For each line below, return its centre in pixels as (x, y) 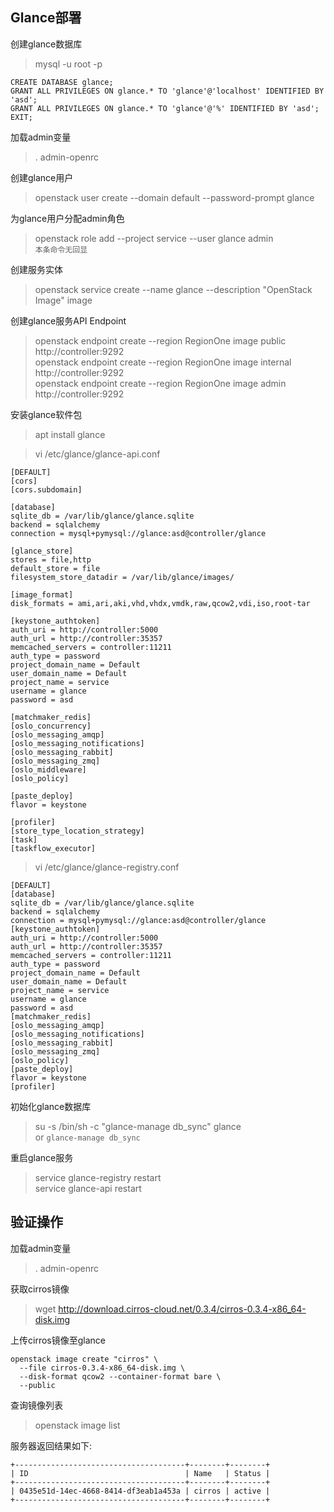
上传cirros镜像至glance (58, 1340)
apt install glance (70, 434)
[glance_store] (42, 551)
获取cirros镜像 (40, 1289)
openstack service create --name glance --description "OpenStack (173, 289)
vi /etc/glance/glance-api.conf (97, 454)
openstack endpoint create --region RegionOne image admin (160, 383)
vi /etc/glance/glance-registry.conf (107, 867)
